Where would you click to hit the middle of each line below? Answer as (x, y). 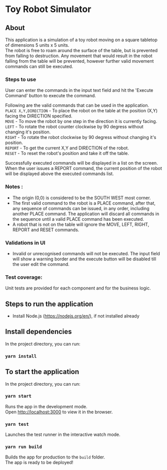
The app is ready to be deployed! (39, 462)
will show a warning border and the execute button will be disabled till (84, 259)
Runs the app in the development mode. (46, 406)
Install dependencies (38, 332)
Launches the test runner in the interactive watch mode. (63, 434)
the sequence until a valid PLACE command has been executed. (78, 219)
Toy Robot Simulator (48, 9)
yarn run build (24, 447)
